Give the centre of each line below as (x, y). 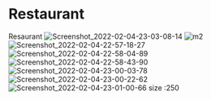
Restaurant (47, 14)
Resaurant (26, 36)
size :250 (164, 87)
